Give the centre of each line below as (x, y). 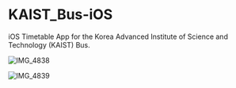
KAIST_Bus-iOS (61, 15)
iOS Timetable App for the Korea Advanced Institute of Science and (118, 36)
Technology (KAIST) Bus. (49, 44)
